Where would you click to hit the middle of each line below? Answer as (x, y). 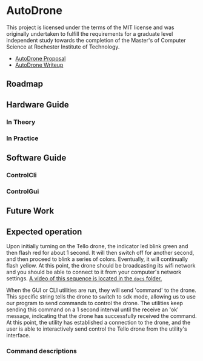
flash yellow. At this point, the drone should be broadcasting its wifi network (101, 265)
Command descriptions (42, 351)
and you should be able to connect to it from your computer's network (94, 272)
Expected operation (44, 231)
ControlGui (23, 191)
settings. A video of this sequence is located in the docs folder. (84, 278)
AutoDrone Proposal (40, 58)
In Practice (22, 138)
